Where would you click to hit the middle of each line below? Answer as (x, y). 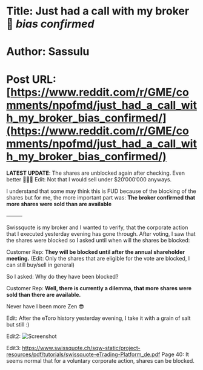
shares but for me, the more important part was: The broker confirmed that (101, 198)
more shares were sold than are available (59, 204)
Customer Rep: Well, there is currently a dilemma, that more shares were (99, 288)
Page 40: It (175, 354)
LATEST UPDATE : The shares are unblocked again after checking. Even (96, 173)
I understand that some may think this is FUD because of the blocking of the (101, 191)
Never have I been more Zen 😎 (45, 307)
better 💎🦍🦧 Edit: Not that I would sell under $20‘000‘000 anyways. (89, 180)
